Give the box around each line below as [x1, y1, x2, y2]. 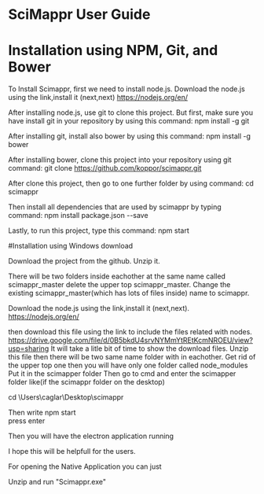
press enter [8, 416, 46, 426]
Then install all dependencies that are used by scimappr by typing [8, 202, 222, 212]
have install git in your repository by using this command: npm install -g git [8, 116, 250, 126]
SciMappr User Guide [8, 6, 151, 24]
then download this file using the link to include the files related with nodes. [8, 327, 253, 337]
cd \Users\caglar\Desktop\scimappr [8, 393, 124, 402]
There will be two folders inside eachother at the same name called [8, 271, 226, 281]
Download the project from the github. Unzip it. [8, 256, 161, 266]
